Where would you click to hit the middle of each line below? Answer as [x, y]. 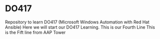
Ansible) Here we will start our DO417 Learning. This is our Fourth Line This [80, 27]
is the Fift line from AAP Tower [35, 32]
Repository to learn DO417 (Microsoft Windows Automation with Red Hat [77, 22]
